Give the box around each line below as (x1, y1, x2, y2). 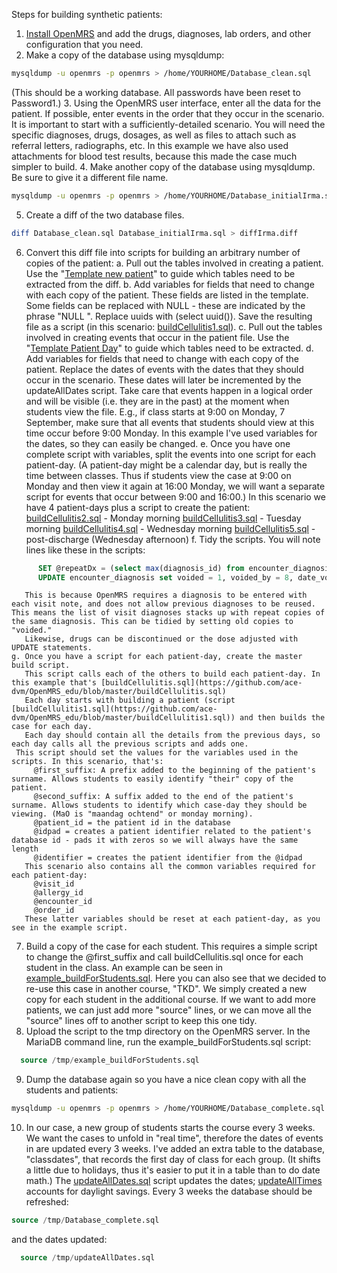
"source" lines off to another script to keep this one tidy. (25, 1015, 258, 1027)
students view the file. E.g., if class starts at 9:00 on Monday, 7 (25, 405, 286, 418)
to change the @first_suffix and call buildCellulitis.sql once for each (25, 951, 304, 963)
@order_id (33, 905, 75, 916)
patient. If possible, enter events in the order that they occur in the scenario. (11, 107, 325, 119)
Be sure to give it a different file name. (11, 171, 169, 183)
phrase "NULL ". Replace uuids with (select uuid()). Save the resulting (25, 310, 313, 322)
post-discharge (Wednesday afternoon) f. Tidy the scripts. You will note (25, 533, 321, 545)
